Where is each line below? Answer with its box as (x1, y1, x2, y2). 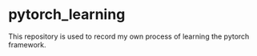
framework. (8, 39, 46, 49)
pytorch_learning (8, 6, 126, 24)
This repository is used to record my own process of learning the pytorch (8, 32, 250, 41)
